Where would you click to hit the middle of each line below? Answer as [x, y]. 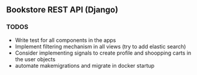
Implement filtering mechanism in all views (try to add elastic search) [100, 46]
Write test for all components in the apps [65, 40]
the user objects [35, 59]
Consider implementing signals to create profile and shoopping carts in [103, 53]
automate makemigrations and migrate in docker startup [85, 65]
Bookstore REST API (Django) [62, 10]
